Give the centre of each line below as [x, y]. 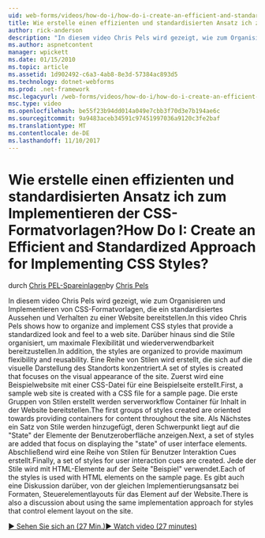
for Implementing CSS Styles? [108, 264]
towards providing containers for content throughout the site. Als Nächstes [130, 419]
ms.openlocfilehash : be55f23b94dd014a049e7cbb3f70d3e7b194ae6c [114, 112]
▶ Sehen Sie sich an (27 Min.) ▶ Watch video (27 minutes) [103, 526]
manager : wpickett [38, 52]
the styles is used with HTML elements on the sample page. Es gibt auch [126, 477]
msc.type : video [35, 104]
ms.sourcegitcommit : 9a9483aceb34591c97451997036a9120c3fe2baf [114, 119]
